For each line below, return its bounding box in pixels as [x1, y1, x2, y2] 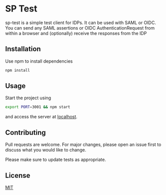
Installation [5, 45, 41, 53]
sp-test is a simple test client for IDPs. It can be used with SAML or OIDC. [5, 20, 156, 26]
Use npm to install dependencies [5, 58, 73, 64]
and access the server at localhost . [5, 114, 77, 120]
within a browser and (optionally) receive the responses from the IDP [5, 30, 147, 36]
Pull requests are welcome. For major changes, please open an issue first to [5, 141, 161, 148]
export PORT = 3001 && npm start [5, 105, 70, 110]
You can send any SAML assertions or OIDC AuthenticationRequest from [5, 25, 155, 31]
